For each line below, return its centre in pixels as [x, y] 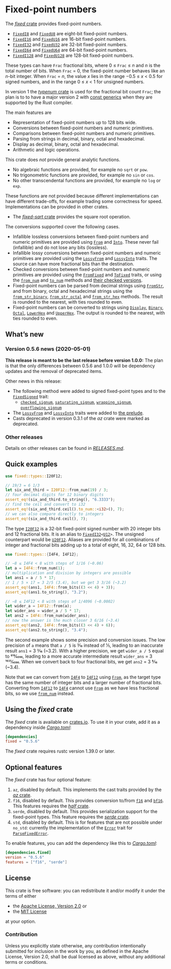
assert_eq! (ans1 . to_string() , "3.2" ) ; [46, 592]
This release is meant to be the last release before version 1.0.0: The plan [84, 360]
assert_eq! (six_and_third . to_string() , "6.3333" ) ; [60, 500]
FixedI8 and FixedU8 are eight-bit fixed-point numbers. [70, 33]
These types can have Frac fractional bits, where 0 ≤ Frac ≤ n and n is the [83, 65]
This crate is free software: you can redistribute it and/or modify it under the [85, 891]
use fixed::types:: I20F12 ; [34, 476]
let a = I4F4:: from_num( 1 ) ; [35, 568]
